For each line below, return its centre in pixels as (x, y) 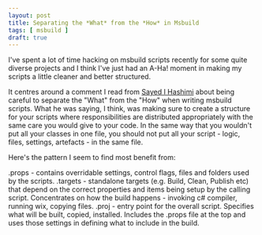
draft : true (28, 37)
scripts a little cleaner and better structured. (80, 76)
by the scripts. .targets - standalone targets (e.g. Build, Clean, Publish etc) (129, 181)
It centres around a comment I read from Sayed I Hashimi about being (122, 92)
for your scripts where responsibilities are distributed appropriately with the (131, 117)
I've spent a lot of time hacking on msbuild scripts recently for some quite (128, 60)
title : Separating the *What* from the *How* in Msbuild (104, 23)
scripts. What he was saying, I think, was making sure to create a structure (129, 109)
